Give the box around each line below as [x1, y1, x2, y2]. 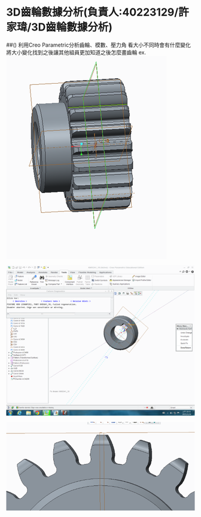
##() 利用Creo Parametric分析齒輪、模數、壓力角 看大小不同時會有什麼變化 [6, 41, 191, 48]
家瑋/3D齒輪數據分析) [6, 20, 112, 34]
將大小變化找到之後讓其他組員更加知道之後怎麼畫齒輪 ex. [6, 48, 147, 56]
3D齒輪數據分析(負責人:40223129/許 [6, 5, 190, 19]
